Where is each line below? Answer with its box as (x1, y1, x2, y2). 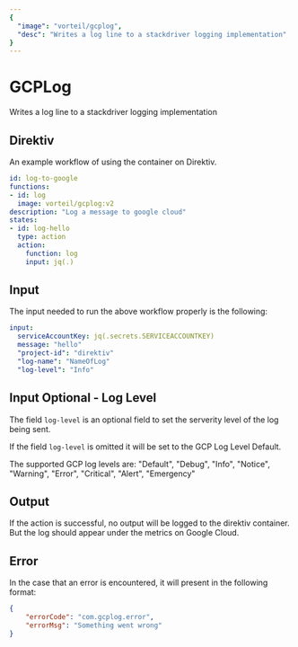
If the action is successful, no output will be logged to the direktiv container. (9, 518, 290, 528)
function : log (25, 249, 78, 258)
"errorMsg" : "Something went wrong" (25, 621, 163, 630)
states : (9, 216, 39, 225)
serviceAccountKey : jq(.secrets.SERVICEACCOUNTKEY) (17, 332, 215, 341)
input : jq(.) (25, 257, 74, 266)
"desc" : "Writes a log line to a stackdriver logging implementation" (17, 30, 287, 39)
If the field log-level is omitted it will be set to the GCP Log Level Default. (9, 441, 282, 452)
